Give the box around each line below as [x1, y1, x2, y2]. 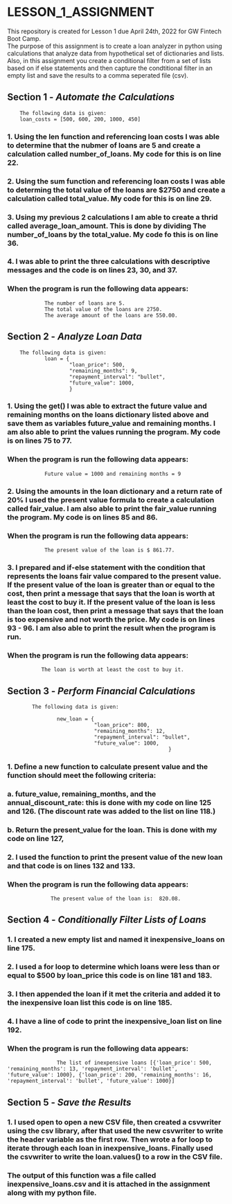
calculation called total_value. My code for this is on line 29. [7, 193, 213, 203]
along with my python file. [7, 1187, 97, 1197]
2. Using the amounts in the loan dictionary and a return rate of [7, 486, 223, 496]
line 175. [7, 944, 36, 953]
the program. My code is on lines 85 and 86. [7, 512, 158, 522]
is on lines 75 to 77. [7, 436, 73, 445]
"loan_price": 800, [93, 722, 150, 729]
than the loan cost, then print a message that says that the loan [7, 605, 224, 615]
